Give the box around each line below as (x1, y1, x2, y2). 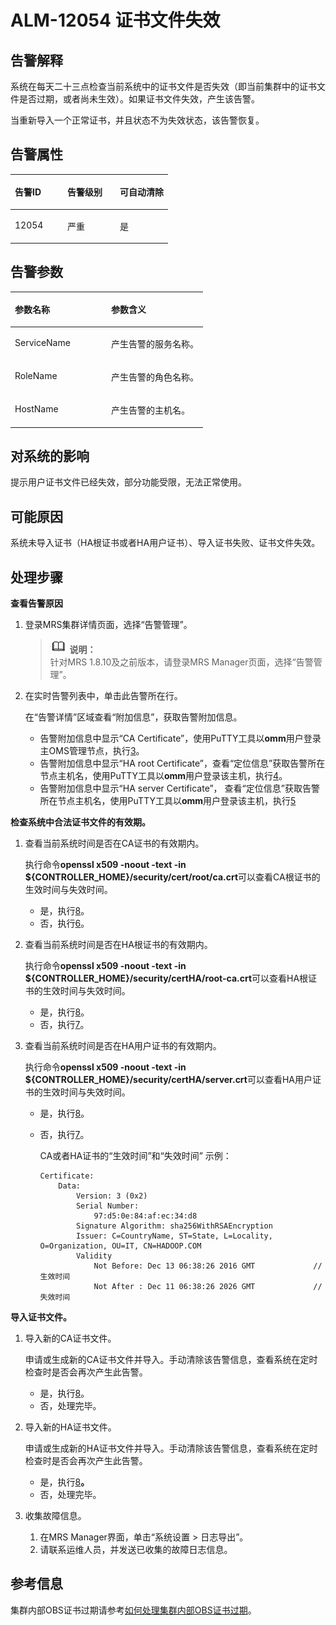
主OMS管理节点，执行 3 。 (39, 745, 145, 757)
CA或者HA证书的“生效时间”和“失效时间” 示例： (39, 1150, 232, 1162)
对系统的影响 (10, 448, 90, 465)
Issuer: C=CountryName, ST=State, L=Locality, (75, 1231, 273, 1241)
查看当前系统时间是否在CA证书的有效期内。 (24, 837, 205, 850)
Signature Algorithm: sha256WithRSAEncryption (75, 1221, 273, 1231)
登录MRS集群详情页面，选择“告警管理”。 (24, 619, 193, 631)
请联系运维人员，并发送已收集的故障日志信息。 (39, 1544, 233, 1556)
